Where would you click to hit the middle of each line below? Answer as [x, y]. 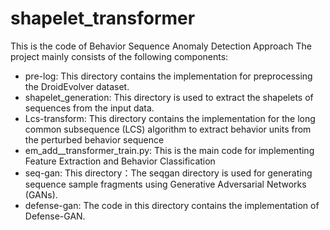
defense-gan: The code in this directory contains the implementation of [172, 205]
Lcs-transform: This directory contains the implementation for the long [170, 118]
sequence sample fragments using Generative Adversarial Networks [165, 184]
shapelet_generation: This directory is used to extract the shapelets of [169, 97]
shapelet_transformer [103, 18]
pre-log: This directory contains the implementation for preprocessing [168, 76]
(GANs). [41, 194]
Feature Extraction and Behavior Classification [120, 161]
